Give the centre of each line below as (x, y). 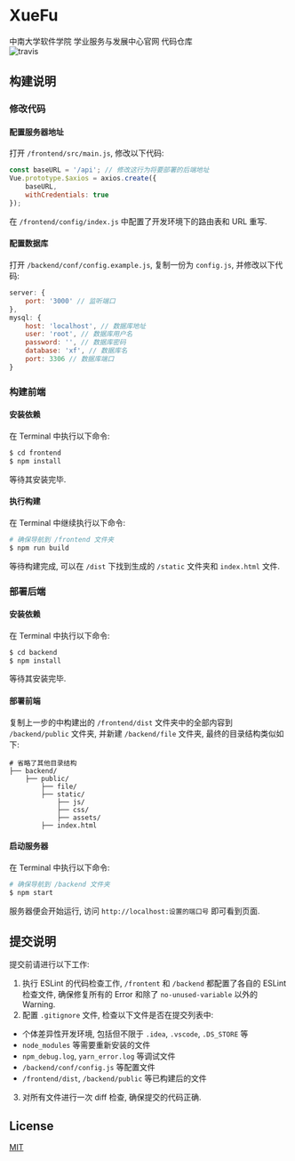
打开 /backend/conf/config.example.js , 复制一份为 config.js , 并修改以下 (142, 265)
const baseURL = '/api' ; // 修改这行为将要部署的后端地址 (109, 170)
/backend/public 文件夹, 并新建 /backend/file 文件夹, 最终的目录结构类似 (143, 733)
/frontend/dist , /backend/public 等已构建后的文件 (114, 1078)
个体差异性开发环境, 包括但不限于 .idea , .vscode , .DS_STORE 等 (135, 1034)
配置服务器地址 (36, 132)
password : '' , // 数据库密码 (76, 343)
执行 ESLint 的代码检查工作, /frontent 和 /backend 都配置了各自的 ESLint (154, 983)
